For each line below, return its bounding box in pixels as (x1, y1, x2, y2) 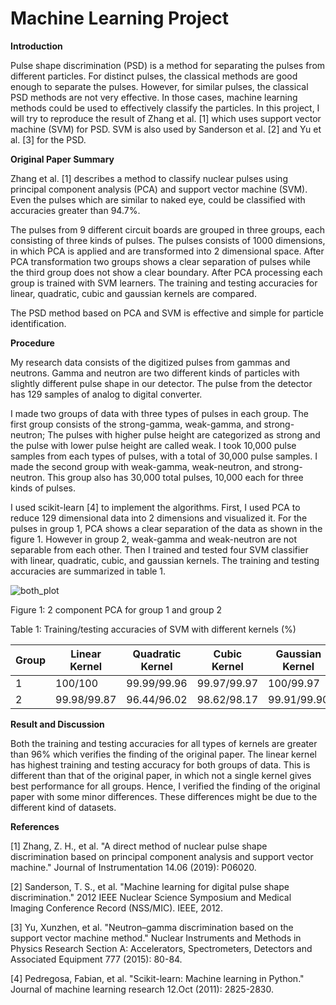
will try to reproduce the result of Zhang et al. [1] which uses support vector (10, 112, 322, 124)
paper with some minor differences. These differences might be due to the (10, 790, 318, 802)
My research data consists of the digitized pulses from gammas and (10, 356, 291, 368)
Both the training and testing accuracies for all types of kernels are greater (10, 737, 318, 749)
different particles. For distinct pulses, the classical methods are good (10, 70, 298, 82)
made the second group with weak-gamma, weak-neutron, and (10, 460, 271, 472)
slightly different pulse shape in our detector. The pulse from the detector (10, 377, 313, 389)
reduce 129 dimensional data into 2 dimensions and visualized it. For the (10, 512, 308, 524)
